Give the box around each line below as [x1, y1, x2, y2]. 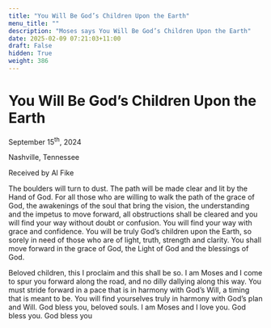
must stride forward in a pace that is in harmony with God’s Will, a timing [8, 285, 250, 295]
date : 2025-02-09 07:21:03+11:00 [8, 34, 121, 43]
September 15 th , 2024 [8, 135, 82, 146]
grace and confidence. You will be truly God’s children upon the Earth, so [8, 227, 252, 237]
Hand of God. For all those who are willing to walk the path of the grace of [8, 192, 255, 202]
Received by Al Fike [8, 168, 74, 178]
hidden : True [8, 49, 53, 57]
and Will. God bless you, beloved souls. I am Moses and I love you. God [8, 302, 247, 312]
